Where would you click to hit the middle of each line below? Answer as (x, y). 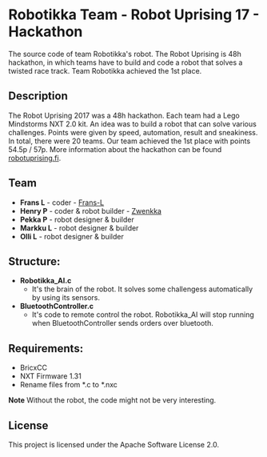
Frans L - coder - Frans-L (62, 202)
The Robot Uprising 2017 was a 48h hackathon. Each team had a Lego (124, 115)
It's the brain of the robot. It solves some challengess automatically (142, 289)
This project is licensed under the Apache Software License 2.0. (114, 445)
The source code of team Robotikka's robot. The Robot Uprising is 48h (125, 54)
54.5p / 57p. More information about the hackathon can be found (115, 149)
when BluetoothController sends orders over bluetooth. (122, 323)
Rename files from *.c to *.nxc (69, 385)
